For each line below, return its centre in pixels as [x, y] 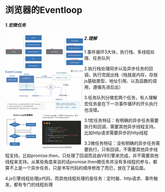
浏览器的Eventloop [44, 10]
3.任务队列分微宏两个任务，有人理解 [121, 97]
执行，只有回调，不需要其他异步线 [123, 149]
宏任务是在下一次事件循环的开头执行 [121, 104]
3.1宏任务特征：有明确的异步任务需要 [122, 120]
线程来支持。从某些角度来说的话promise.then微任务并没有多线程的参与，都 [81, 161]
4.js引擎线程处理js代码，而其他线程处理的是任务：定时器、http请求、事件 [80, 178]
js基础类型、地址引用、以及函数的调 [121, 81]
